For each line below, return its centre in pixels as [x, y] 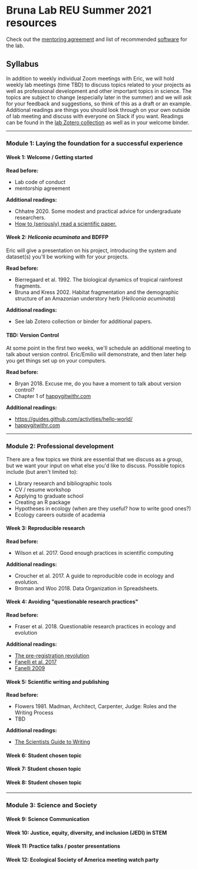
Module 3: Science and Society [52, 805]
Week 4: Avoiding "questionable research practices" [72, 602]
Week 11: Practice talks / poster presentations [63, 846]
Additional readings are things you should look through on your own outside [98, 109]
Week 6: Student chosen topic [44, 755]
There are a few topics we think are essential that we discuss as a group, [95, 459]
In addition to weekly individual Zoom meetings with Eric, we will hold [90, 78]
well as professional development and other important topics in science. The [99, 91]
